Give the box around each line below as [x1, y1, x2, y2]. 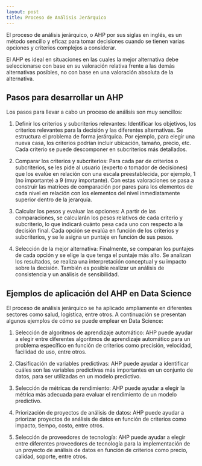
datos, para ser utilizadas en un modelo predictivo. [14, 373, 141, 380]
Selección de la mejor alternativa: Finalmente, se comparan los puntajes [14, 245, 194, 253]
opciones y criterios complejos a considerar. [6, 44, 116, 51]
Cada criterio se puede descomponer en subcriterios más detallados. [14, 146, 188, 153]
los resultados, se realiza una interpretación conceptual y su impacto [14, 258, 187, 265]
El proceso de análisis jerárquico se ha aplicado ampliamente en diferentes [6, 305, 192, 312]
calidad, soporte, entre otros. [14, 453, 87, 460]
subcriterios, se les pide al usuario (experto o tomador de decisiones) [14, 164, 188, 171]
